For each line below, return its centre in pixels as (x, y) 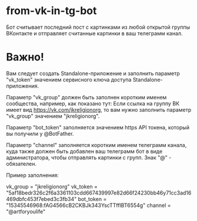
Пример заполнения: (32, 175)
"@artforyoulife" (26, 211)
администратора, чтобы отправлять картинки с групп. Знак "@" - (89, 158)
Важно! (25, 57)
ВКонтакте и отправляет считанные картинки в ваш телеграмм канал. (94, 33)
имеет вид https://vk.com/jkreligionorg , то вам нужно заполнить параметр (99, 109)
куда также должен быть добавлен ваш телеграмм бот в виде (84, 151)
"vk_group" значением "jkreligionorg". (53, 116)
